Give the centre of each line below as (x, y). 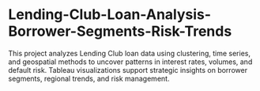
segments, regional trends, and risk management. (89, 78)
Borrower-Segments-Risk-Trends (120, 31)
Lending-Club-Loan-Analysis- (110, 15)
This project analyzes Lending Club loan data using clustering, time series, (130, 53)
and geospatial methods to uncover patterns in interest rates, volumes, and (130, 62)
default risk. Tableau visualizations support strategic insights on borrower (128, 70)
